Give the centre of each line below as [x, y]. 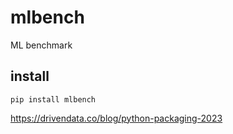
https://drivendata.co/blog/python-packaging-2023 [116, 118]
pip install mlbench [53, 99]
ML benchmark [41, 45]
